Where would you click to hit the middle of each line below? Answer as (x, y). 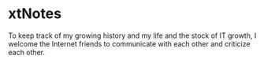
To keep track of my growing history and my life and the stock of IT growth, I (132, 35)
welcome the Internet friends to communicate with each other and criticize (129, 43)
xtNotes (35, 14)
